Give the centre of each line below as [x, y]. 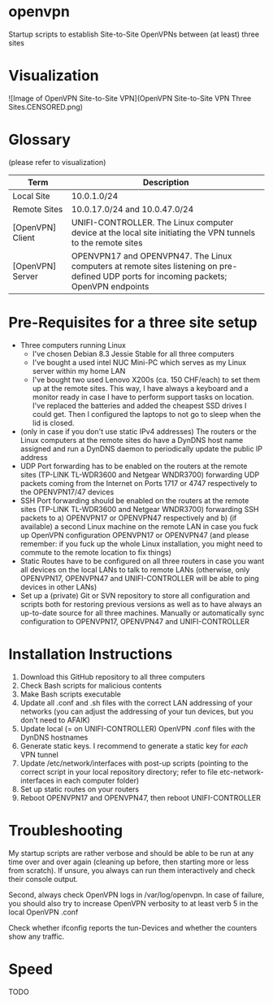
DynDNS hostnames [54, 737]
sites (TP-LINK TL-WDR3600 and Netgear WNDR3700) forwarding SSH [139, 509]
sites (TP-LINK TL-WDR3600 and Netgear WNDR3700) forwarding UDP [140, 475]
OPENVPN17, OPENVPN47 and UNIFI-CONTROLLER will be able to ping [140, 578]
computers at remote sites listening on [144, 266]
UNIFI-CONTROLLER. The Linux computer [152, 222]
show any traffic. [37, 936]
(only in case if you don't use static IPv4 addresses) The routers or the [139, 431]
